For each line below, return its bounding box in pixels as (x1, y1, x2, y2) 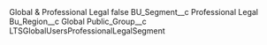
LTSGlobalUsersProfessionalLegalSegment (9, 26, 165, 36)
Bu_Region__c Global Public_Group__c (9, 16, 148, 26)
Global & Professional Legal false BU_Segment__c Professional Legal (9, 7, 259, 17)
